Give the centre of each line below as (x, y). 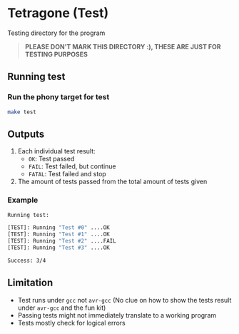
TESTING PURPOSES (56, 54)
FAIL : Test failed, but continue (72, 166)
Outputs (26, 134)
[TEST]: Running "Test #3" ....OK (59, 248)
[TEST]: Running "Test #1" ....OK (59, 234)
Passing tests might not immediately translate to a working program (117, 315)
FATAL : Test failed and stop (67, 174)
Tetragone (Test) (58, 13)
